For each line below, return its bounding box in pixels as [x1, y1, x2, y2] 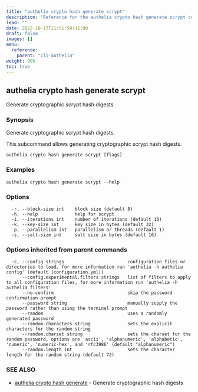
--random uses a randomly [21, 311, 167, 316]
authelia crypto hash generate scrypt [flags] [6, 152, 123, 158]
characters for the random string [6, 326, 91, 332]
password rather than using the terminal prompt [6, 305, 128, 312]
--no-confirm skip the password [21, 290, 173, 296]
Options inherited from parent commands [6, 246, 128, 254]
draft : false [6, 31, 38, 37]
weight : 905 [6, 58, 35, 64]
